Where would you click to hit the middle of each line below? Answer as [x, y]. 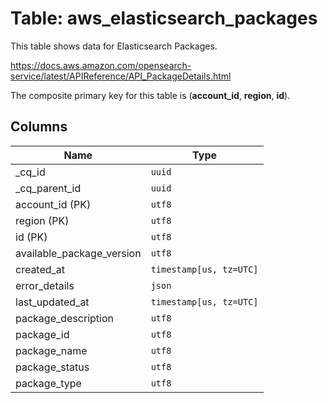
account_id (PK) [53, 204]
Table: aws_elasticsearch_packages [164, 18]
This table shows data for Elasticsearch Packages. [114, 46]
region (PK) [42, 220]
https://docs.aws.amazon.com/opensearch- [101, 65]
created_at [40, 269]
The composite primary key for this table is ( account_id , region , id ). [150, 95]
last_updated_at [52, 302]
